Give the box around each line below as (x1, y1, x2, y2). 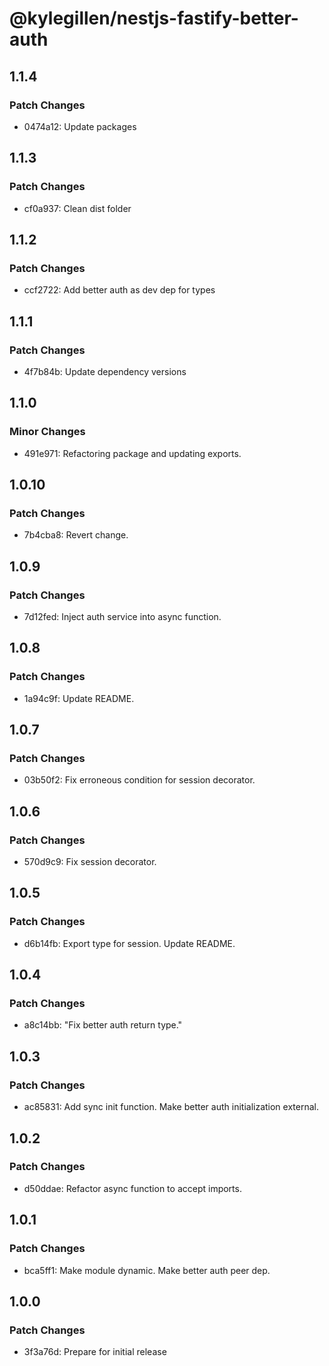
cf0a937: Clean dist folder (23, 202, 132, 214)
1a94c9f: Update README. (23, 692, 135, 704)
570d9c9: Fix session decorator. (23, 856, 157, 868)
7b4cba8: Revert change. (23, 529, 129, 541)
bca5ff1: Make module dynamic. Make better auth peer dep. (23, 1264, 271, 1276)
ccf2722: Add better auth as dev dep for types (23, 284, 216, 296)
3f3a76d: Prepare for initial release (23, 1346, 167, 1358)
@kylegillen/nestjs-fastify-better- (9, 7, 299, 30)
